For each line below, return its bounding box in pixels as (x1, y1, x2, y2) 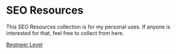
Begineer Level (6, 41, 43, 48)
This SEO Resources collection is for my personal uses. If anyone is (6, 23, 171, 30)
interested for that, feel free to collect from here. (6, 29, 124, 36)
